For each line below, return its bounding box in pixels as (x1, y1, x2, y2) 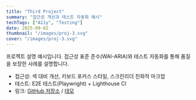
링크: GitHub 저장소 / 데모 (14, 88, 75, 94)
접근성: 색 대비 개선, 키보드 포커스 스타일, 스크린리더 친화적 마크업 (14, 73, 165, 79)
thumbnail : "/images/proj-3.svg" (6, 31, 88, 36)
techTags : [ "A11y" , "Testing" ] (6, 19, 83, 25)
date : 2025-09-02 (6, 25, 49, 31)
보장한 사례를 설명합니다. (12, 60, 69, 67)
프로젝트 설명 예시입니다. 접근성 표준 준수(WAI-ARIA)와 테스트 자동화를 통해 (6, 53, 180, 59)
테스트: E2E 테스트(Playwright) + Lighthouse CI (14, 80, 127, 87)
